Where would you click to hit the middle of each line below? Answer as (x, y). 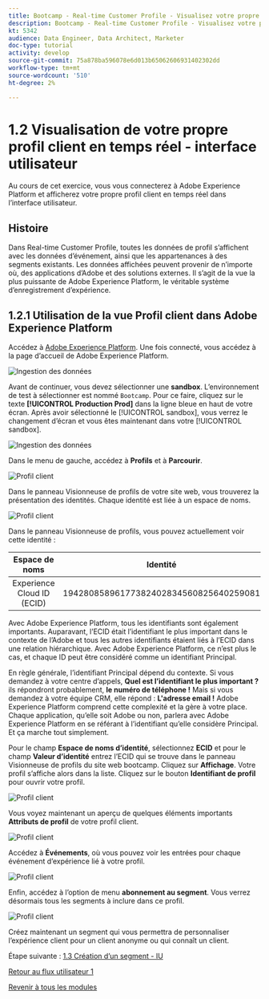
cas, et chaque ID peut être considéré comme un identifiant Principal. (123, 657)
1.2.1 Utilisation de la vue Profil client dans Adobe (133, 315)
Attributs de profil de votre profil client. (74, 822)
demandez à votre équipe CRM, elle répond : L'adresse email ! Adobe (123, 698)
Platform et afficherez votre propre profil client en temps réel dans (117, 194)
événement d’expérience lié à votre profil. (77, 861)
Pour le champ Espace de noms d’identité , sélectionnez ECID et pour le (127, 748)
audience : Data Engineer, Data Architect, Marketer (96, 38)
